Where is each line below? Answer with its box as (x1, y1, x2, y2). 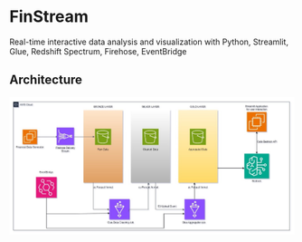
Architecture (9, 73, 83, 88)
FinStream (9, 6, 89, 27)
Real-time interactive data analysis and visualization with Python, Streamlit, (9, 36, 289, 47)
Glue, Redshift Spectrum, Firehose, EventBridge (9, 45, 187, 56)
